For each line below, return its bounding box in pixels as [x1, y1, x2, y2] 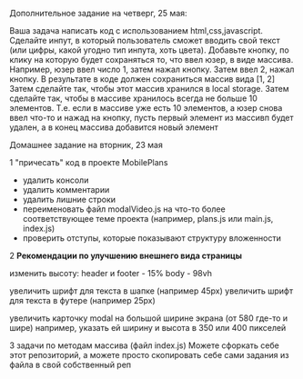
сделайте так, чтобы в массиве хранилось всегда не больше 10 [9, 93, 258, 104]
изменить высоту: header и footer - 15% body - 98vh [9, 268, 212, 278]
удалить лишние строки [22, 194, 116, 204]
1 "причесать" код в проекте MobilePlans [9, 157, 168, 167]
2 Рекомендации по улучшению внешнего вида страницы [9, 250, 243, 261]
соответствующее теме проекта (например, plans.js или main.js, [22, 214, 274, 224]
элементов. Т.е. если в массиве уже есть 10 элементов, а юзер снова [9, 103, 283, 113]
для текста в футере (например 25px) [9, 295, 157, 305]
